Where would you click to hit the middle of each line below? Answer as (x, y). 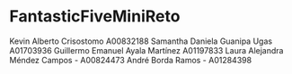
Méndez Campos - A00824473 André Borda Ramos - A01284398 (131, 60)
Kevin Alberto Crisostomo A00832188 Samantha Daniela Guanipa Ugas (141, 41)
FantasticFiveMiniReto (95, 16)
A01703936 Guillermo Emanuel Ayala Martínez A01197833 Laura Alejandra (146, 50)
